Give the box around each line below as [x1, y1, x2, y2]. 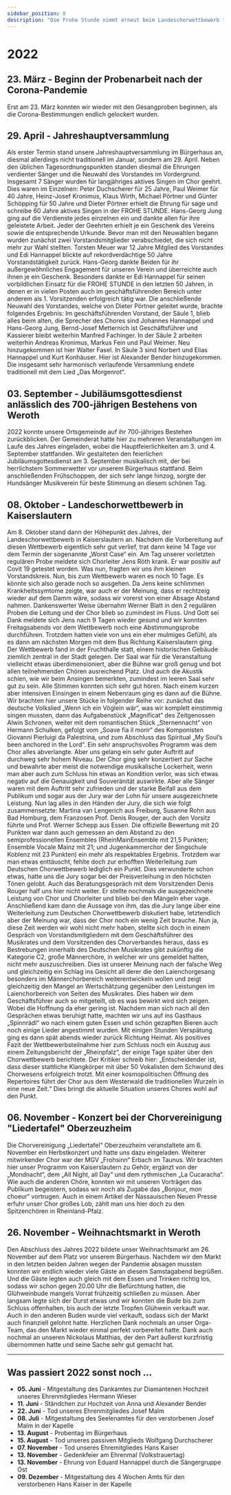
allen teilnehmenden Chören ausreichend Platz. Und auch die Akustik [7, 667, 203, 675]
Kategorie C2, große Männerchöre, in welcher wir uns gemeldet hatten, [7, 953, 209, 961]
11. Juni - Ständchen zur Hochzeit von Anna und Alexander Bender [16, 1400, 207, 1408]
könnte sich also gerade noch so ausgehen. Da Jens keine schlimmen [7, 579, 205, 587]
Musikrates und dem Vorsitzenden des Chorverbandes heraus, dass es [7, 938, 208, 946]
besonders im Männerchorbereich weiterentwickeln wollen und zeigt [7, 975, 201, 983]
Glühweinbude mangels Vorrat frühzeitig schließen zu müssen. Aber [7, 1289, 201, 1297]
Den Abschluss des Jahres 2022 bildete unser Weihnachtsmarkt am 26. [7, 1245, 210, 1253]
